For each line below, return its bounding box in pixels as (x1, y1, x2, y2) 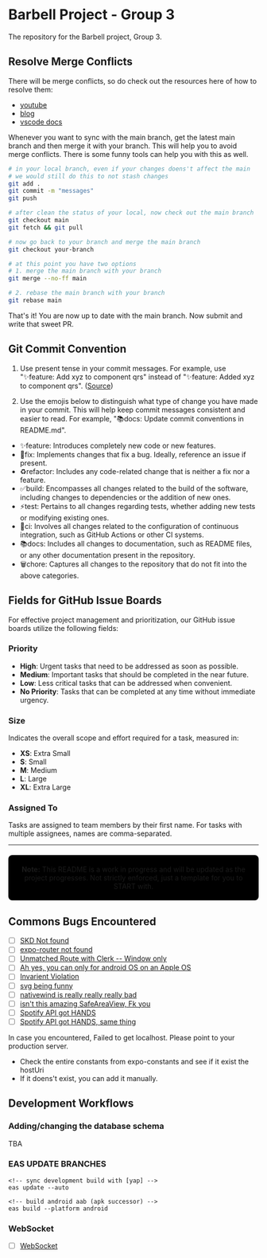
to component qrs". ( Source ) (19, 381, 114, 390)
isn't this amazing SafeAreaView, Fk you (19, 998, 151, 1009)
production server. (8, 1041, 69, 1051)
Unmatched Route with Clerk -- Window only (19, 954, 167, 963)
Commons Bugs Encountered (8, 915, 157, 928)
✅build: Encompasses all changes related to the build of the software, (19, 484, 249, 493)
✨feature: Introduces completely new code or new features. (19, 441, 216, 450)
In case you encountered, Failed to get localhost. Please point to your (8, 1033, 235, 1042)
